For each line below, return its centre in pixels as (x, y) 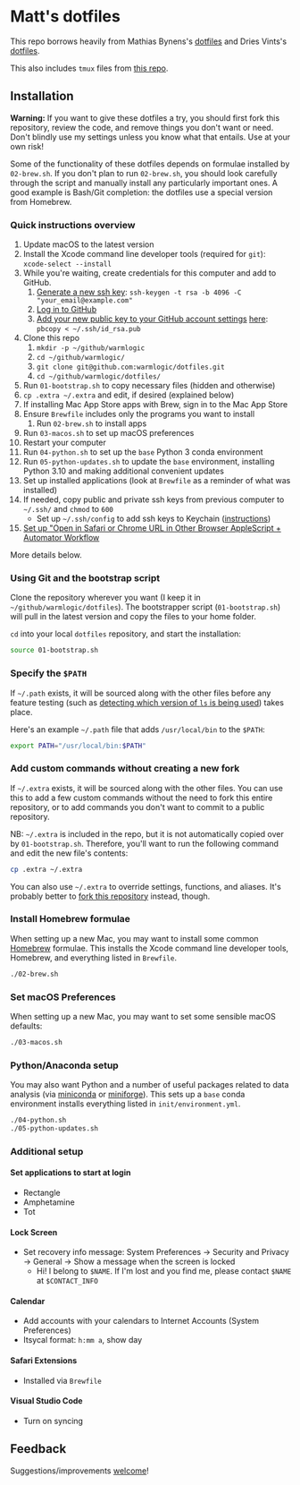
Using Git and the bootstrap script (85, 577)
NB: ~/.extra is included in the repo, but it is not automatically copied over (147, 833)
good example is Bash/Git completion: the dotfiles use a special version (142, 192)
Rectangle (42, 1193)
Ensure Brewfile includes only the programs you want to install (139, 414)
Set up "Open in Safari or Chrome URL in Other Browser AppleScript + (152, 528)
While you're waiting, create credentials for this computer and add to (150, 273)
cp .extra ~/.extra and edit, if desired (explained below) (129, 395)
